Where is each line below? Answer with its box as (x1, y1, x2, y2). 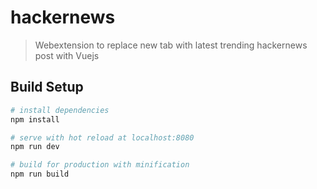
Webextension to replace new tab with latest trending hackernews (34, 39, 308, 51)
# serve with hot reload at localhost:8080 (10, 132, 195, 143)
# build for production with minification (10, 160, 190, 170)
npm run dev (10, 142, 60, 152)
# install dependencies (10, 105, 110, 115)
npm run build (10, 169, 70, 180)
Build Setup (10, 79, 84, 96)
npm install (10, 114, 60, 125)
